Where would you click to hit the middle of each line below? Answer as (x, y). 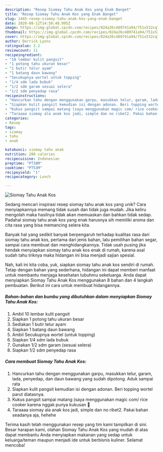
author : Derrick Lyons (28, 41)
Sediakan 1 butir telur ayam (39, 324)
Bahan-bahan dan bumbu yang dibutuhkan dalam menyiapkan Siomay (79, 296)
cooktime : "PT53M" (24, 168)
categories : (17, 118)
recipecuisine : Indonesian (32, 159)
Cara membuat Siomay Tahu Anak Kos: (46, 361)
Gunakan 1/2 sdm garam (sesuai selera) (52, 345)
